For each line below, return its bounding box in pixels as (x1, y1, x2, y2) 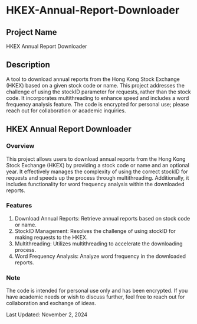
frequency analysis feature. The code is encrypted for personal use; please (6, 101, 189, 108)
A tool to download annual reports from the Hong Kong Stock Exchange (6, 75, 180, 83)
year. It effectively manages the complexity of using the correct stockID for (6, 168, 188, 175)
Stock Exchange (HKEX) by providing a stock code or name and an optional (6, 161, 190, 169)
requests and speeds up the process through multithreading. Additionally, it (6, 174, 189, 181)
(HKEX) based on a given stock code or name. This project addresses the (6, 82, 185, 89)
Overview (6, 142, 35, 150)
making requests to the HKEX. (14, 234, 88, 241)
